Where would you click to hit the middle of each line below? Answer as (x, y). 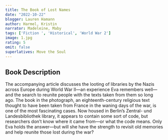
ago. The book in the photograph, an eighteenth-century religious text (77, 100)
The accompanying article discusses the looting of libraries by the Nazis (80, 84)
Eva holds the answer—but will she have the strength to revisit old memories (84, 127)
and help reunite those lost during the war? (50, 132)
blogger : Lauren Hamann (30, 19)
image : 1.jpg (19, 38)
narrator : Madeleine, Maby (33, 29)
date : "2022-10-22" (26, 15)
